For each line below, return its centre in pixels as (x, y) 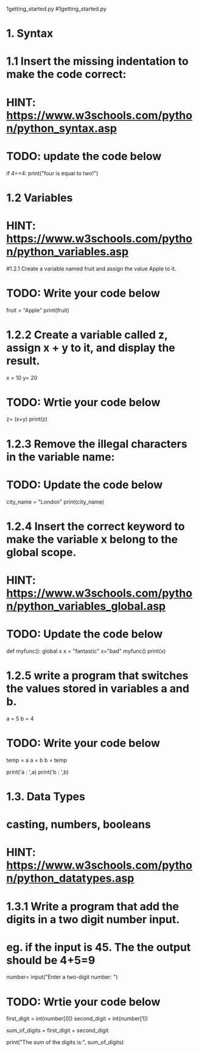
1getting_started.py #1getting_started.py (56, 9)
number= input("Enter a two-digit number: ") (62, 977)
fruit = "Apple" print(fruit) (38, 310)
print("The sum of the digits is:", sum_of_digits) (65, 1042)
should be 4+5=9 (51, 960)
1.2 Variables (40, 198)
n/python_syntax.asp (62, 128)
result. (23, 361)
